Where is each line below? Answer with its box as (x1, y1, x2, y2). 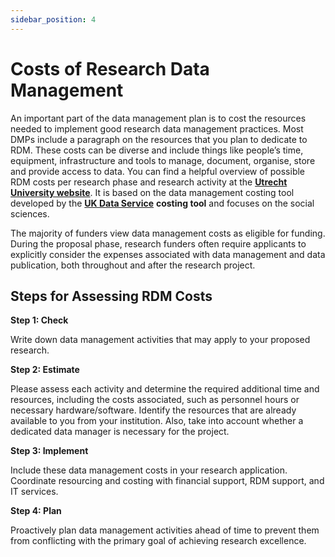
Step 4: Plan (10, 505, 62, 517)
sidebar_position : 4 (10, 14, 97, 25)
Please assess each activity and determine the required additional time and (10, 383, 320, 395)
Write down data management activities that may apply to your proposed (10, 334, 311, 346)
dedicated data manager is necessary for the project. (10, 426, 230, 438)
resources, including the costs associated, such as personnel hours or (10, 394, 300, 406)
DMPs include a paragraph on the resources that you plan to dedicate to (10, 133, 308, 145)
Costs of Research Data (10, 57, 210, 80)
